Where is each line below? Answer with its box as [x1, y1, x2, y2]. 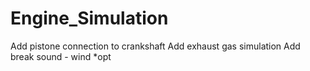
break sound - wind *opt [10, 50, 112, 62]
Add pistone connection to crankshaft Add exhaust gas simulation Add [10, 40, 301, 52]
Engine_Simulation [10, 7, 169, 30]
